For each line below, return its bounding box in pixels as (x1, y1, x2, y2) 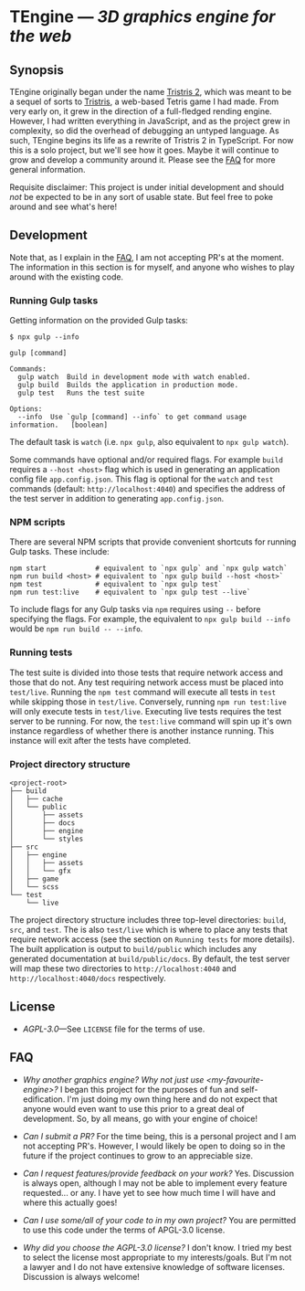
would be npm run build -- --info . (9, 623, 143, 634)
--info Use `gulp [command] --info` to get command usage (17, 413, 247, 422)
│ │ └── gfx (9, 866, 71, 875)
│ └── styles (9, 834, 84, 843)
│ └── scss (9, 883, 59, 892)
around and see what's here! (9, 201, 118, 212)
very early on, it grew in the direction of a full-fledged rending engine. (9, 106, 272, 116)
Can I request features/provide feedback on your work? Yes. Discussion (22, 1168, 295, 1179)
